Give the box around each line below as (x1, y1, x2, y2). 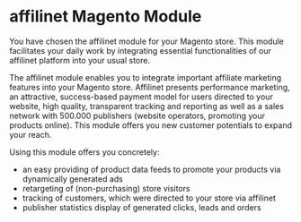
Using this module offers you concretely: (9, 146, 160, 158)
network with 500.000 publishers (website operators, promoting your (9, 110, 265, 121)
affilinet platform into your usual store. (9, 55, 151, 65)
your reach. (9, 129, 52, 140)
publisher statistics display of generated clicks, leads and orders (22, 201, 262, 212)
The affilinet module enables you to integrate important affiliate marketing (9, 72, 282, 82)
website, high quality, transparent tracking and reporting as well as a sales (9, 100, 285, 111)
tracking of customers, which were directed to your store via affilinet (22, 192, 277, 203)
